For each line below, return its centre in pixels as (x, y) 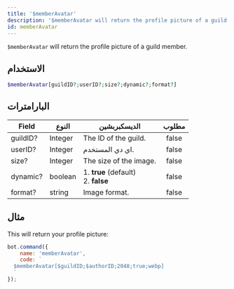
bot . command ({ (28, 247)
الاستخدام (26, 68)
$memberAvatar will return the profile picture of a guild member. (97, 47)
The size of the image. (119, 160)
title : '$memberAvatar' (42, 14)
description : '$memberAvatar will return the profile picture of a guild (117, 20)
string (59, 192)
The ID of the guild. (115, 138)
